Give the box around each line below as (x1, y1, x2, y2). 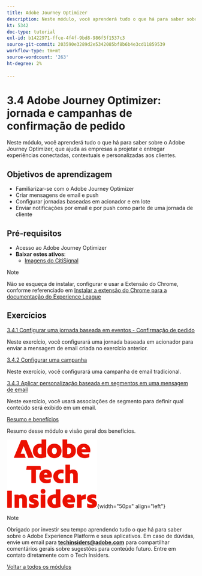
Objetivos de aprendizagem (7, 169, 113, 179)
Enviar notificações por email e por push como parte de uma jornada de (15, 205, 194, 212)
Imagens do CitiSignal (24, 257, 79, 264)
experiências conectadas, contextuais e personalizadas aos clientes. (7, 152, 177, 159)
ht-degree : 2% (7, 60, 43, 66)
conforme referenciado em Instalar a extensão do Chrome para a (7, 286, 167, 294)
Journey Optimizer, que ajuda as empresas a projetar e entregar (7, 145, 165, 153)
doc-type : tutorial (7, 29, 56, 35)
